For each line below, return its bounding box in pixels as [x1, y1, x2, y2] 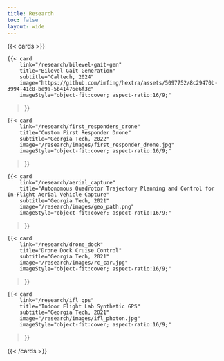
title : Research [7, 10, 54, 17]
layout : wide [7, 23, 45, 30]
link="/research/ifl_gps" [19, 297, 95, 304]
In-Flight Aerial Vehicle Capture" [7, 191, 110, 198]
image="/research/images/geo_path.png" [19, 204, 135, 211]
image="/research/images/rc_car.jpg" [19, 259, 129, 267]
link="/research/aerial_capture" [19, 179, 116, 186]
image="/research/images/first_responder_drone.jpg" [19, 141, 175, 149]
